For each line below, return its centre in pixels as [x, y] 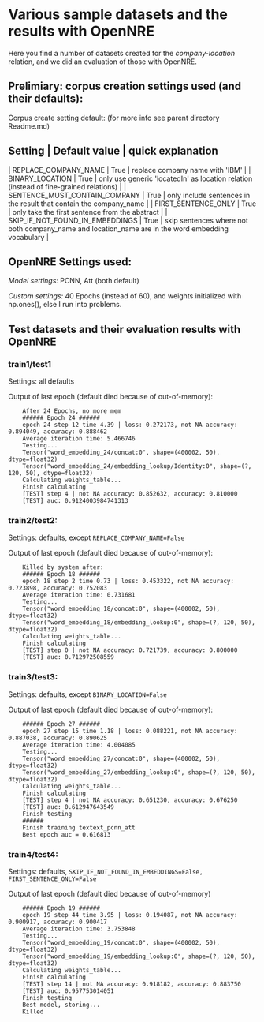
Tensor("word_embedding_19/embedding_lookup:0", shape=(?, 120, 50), [139, 956]
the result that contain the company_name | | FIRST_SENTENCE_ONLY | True [132, 204]
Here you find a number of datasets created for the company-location [121, 53]
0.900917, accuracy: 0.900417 [58, 922]
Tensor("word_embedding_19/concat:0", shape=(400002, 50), [121, 942]
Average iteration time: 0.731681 [79, 595]
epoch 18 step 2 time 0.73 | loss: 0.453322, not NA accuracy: [128, 582]
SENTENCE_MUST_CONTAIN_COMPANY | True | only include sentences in [129, 195]
